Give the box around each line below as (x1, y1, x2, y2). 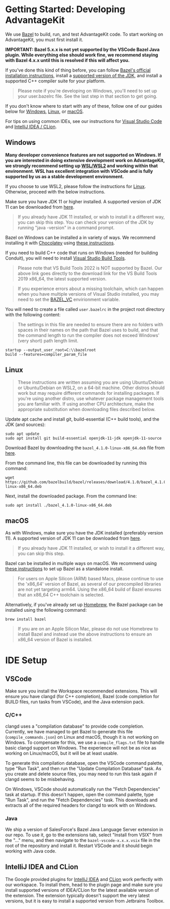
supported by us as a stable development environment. (5, 173, 124, 179)
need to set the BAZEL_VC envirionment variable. (17, 296, 120, 302)
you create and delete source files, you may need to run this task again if (5, 771, 157, 777)
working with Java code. (5, 848, 57, 854)
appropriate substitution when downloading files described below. (17, 406, 156, 412)
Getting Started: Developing (5, 4, 125, 15)
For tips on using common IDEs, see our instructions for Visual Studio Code (5, 118, 162, 124)
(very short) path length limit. (17, 337, 78, 343)
